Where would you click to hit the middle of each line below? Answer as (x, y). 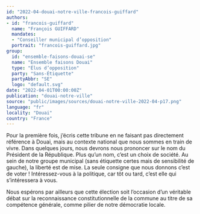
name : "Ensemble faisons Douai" (52, 62)
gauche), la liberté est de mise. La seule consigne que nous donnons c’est (98, 168)
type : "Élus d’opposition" (45, 68)
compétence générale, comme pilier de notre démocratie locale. (86, 205)
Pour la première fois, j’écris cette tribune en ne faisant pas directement (95, 136)
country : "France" (29, 118)
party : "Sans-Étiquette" (43, 74)
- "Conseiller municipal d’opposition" (62, 40)
